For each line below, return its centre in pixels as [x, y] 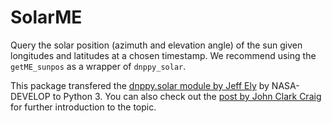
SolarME [46, 17]
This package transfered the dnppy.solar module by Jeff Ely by [140, 85]
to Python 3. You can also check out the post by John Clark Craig [187, 96]
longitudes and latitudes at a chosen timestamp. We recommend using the [163, 55]
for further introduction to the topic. [83, 107]
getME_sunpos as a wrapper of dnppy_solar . [98, 66]
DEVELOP [30, 96]
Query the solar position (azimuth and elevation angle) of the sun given [156, 45]
